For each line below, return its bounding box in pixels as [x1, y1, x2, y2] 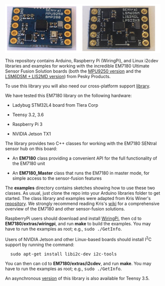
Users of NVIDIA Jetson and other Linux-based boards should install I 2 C [5, 235, 152, 242]
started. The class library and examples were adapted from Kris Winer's [5, 195, 151, 201]
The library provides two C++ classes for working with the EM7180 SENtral [5, 140, 157, 146]
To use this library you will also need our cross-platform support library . [5, 83, 151, 89]
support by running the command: [5, 242, 75, 247]
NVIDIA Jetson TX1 [12, 130, 51, 137]
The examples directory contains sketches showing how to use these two [5, 185, 155, 191]
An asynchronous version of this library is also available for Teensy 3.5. [5, 275, 150, 281]
